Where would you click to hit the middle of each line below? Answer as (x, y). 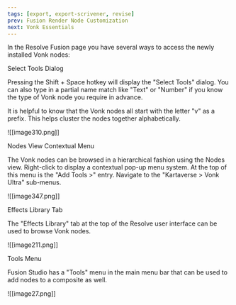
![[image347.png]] (34, 196)
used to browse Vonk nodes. (49, 231)
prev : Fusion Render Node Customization (68, 21)
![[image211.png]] (33, 245)
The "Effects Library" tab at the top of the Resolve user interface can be (112, 223)
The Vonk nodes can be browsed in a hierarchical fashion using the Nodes (116, 160)
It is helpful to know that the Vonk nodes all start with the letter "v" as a (111, 111)
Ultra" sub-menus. (34, 182)
